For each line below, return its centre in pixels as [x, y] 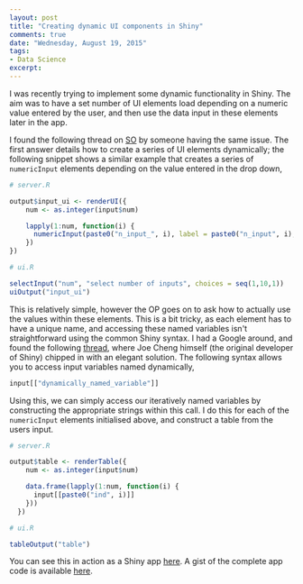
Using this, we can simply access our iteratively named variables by [135, 400]
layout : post [34, 18]
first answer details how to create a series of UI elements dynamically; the [147, 149]
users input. [32, 429]
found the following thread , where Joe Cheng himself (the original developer [151, 347]
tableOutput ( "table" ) [50, 544]
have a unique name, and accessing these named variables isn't [129, 328]
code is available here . [51, 571]
